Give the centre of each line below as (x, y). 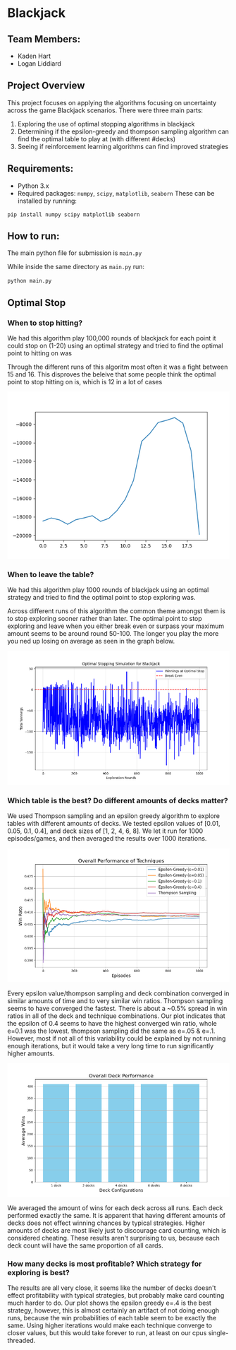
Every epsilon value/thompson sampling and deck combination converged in (118, 993)
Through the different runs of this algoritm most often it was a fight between (118, 367)
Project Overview (46, 86)
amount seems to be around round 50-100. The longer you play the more (113, 634)
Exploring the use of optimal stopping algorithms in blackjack (106, 124)
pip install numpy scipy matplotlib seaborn (74, 214)
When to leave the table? (51, 575)
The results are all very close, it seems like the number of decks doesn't (112, 1288)
